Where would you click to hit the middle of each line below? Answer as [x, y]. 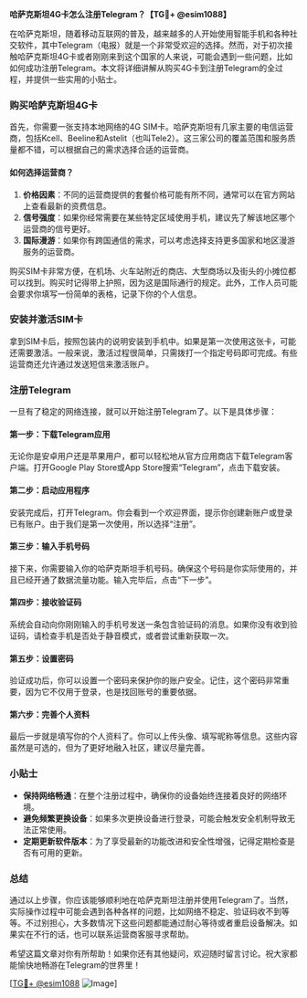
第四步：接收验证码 [46, 603]
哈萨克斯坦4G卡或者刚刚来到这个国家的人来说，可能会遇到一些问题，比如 [155, 57]
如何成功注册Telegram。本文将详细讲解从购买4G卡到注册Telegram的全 [143, 68]
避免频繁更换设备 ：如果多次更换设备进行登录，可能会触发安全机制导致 [155, 818]
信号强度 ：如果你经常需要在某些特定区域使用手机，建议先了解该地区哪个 [159, 217]
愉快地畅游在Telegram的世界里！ [79, 965]
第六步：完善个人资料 [49, 714]
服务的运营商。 [51, 251]
